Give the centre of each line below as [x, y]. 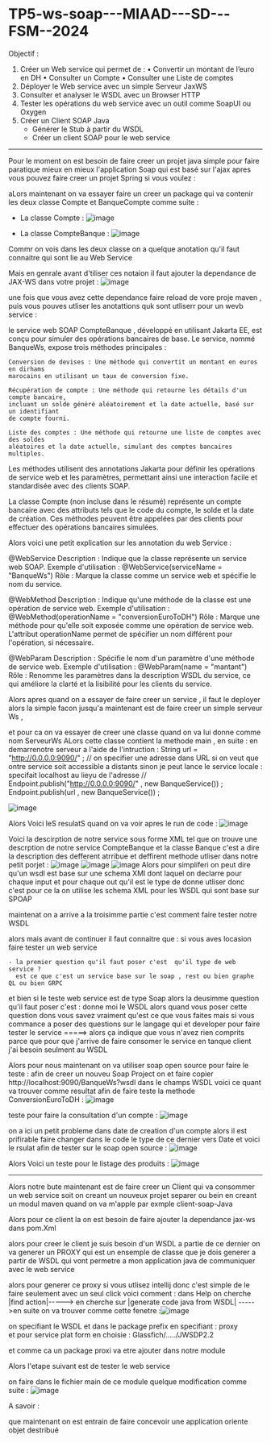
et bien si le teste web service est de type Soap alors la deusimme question [134, 998]
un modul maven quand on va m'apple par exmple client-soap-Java [121, 1204]
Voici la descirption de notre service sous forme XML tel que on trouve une [133, 838]
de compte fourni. [39, 418]
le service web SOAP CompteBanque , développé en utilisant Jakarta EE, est [135, 330]
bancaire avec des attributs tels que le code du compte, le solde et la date [131, 509]
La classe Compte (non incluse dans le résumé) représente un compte [125, 501]
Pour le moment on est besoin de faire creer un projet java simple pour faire [134, 160]
